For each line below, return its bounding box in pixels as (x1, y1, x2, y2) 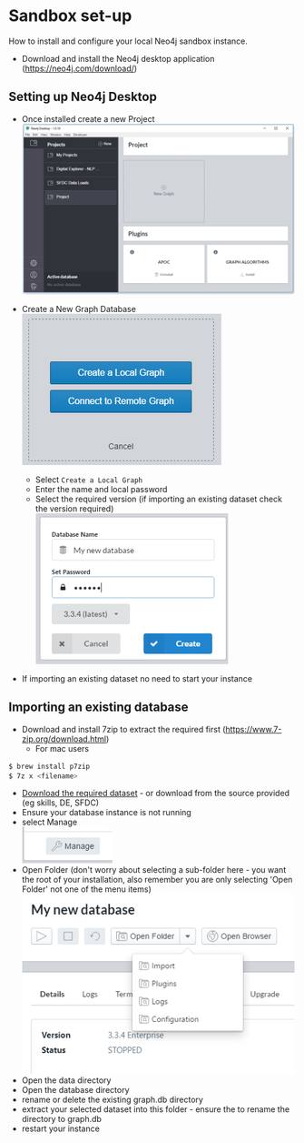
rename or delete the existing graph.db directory (21, 1094, 203, 1105)
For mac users (34, 743, 90, 754)
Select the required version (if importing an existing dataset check (34, 493, 283, 504)
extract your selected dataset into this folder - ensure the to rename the (21, 1103, 290, 1115)
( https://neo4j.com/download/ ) (21, 63, 138, 74)
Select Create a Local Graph (34, 474, 142, 485)
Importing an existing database (8, 700, 189, 715)
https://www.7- (225, 723, 282, 734)
